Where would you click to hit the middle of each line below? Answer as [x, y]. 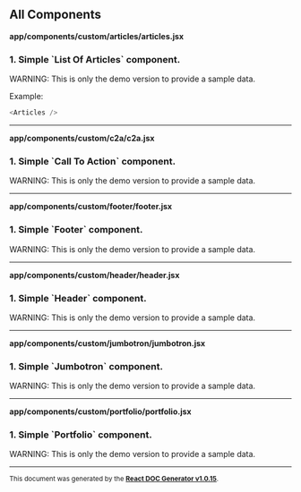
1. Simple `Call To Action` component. [93, 161]
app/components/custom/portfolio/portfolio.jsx [100, 411]
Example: [26, 97]
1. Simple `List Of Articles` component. [95, 59]
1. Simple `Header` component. [78, 298]
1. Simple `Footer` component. [76, 230]
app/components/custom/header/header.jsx [95, 275]
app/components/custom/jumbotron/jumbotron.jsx [107, 343]
